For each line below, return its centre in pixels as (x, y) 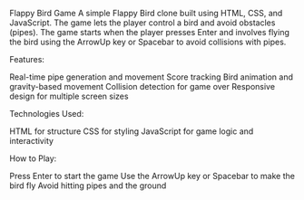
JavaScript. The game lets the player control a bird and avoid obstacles (142, 23)
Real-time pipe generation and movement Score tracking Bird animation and (151, 77)
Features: (27, 59)
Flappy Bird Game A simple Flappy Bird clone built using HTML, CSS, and (146, 13)
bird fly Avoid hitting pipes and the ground (88, 186)
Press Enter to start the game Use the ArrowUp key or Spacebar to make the (152, 176)
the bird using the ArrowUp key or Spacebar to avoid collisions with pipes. (148, 42)
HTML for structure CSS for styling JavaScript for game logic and (132, 131)
